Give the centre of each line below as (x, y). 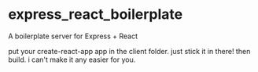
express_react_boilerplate (96, 14)
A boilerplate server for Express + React (73, 36)
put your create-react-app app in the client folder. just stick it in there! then (129, 51)
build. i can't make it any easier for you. (72, 59)
